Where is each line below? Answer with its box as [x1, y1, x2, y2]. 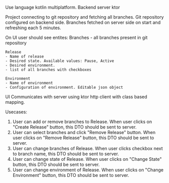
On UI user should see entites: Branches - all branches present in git [5, 35, 148, 40]
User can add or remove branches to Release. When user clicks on [12, 118, 152, 125]
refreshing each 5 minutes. [5, 25, 62, 31]
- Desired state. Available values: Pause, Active [5, 58, 114, 64]
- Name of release [5, 54, 44, 59]
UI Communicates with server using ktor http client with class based [5, 94, 148, 100]
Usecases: [5, 109, 27, 115]
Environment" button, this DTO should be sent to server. [12, 172, 130, 178]
